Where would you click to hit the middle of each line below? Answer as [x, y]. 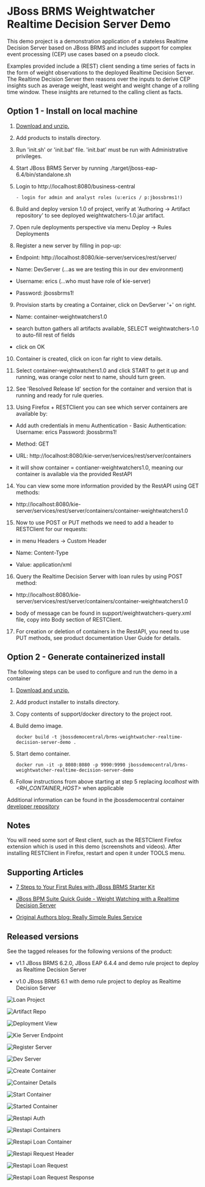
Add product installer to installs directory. [67, 702]
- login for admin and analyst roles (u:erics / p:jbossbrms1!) [99, 197]
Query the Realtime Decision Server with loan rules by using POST [99, 576]
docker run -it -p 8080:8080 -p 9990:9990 [70, 765]
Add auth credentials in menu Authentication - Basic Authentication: [101, 425]
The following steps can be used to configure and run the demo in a [92, 672]
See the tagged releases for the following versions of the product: [90, 951]
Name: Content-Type [42, 553]
